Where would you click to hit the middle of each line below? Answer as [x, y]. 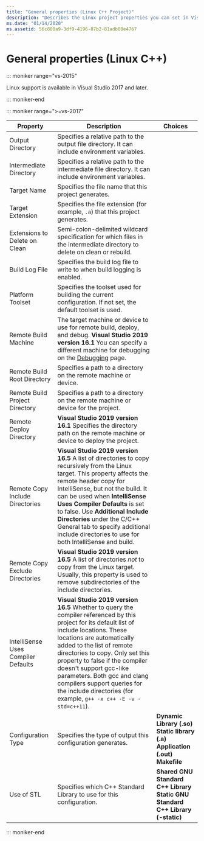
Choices [175, 127]
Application [174, 747]
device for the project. [89, 408]
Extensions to [29, 233]
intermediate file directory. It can [104, 169]
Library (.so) [175, 724]
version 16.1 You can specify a [102, 343]
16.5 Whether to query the [95, 607]
